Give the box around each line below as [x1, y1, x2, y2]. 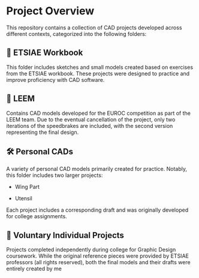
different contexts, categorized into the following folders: [6, 30, 147, 37]
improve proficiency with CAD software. [6, 76, 105, 83]
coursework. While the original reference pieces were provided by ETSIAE [6, 252, 189, 259]
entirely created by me [6, 265, 62, 273]
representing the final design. [6, 129, 79, 136]
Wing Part [14, 184, 40, 191]
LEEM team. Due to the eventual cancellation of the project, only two [6, 115, 176, 123]
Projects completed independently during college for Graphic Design [6, 246, 176, 253]
